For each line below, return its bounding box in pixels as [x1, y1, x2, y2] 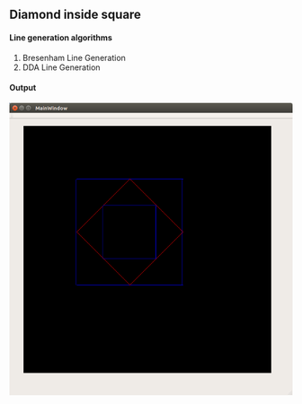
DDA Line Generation [22, 62, 101, 73]
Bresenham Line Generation [22, 52, 126, 63]
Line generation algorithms [9, 31, 112, 43]
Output [9, 83, 37, 93]
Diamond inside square [9, 7, 142, 22]
